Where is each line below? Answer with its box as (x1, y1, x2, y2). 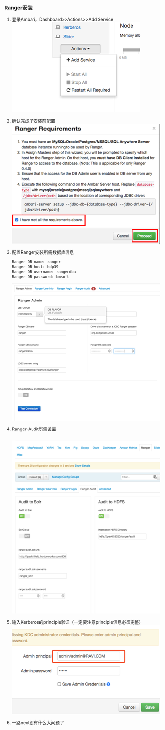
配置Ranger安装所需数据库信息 (11, 249, 74, 255)
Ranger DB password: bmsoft (11, 274, 69, 280)
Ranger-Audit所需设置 (11, 426, 56, 432)
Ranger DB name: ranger (11, 259, 61, 265)
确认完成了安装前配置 (11, 118, 55, 124)
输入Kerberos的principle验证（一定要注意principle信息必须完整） (11, 619, 144, 625)
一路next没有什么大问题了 (11, 719, 65, 725)
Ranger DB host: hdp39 (11, 264, 59, 270)
